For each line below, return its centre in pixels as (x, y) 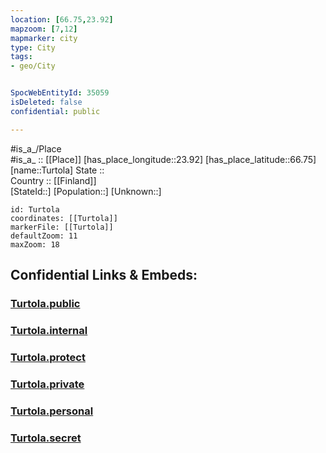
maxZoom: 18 (35, 244)
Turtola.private (47, 384)
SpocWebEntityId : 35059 (60, 93)
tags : (21, 57)
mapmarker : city (44, 38)
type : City (33, 47)
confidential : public (55, 111)
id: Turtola (35, 209)
